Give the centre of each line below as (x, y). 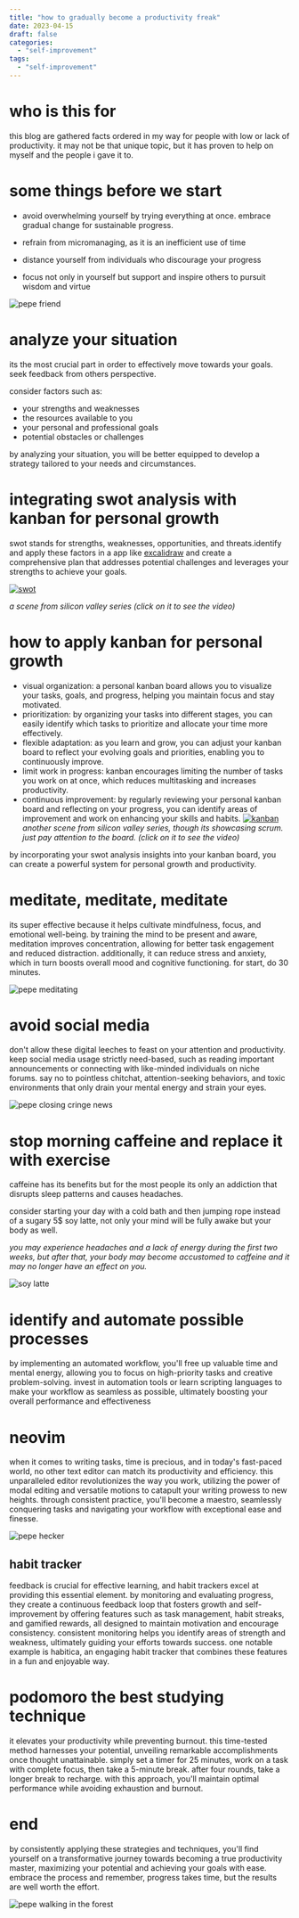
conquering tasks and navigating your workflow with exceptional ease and (145, 1509)
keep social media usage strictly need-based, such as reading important (142, 1059)
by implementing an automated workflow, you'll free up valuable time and (144, 1364)
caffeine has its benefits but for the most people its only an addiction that (143, 1184)
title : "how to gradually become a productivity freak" (115, 17)
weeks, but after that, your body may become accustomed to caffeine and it (149, 1257)
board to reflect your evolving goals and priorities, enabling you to (143, 752)
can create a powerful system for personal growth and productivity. (133, 864)
